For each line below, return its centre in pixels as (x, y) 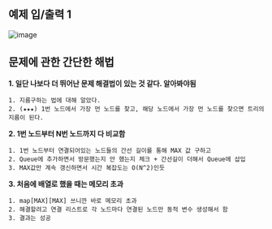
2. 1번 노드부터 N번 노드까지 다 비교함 (67, 133)
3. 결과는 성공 (30, 218)
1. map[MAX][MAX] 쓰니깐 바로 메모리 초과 (73, 201)
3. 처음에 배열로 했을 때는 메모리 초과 (66, 184)
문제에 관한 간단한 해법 (62, 62)
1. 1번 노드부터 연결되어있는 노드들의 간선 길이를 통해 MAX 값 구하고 (110, 150)
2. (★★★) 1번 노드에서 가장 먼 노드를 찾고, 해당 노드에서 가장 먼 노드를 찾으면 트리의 (136, 109)
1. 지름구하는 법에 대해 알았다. (55, 100)
